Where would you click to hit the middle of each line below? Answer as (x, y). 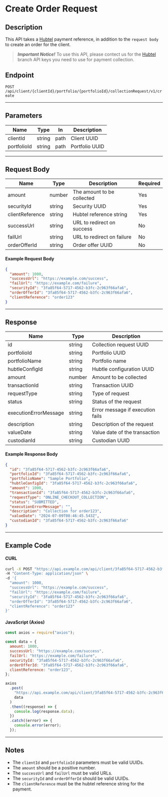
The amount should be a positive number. (54, 767)
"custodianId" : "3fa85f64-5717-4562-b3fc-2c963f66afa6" (69, 521)
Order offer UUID (93, 245)
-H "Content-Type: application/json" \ (47, 574)
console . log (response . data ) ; (44, 711)
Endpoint (19, 75)
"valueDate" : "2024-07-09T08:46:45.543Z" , (54, 516)
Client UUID (84, 138)
